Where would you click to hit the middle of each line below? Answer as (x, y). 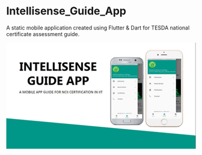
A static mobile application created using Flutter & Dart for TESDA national (98, 28)
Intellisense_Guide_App (66, 11)
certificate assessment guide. (43, 34)
